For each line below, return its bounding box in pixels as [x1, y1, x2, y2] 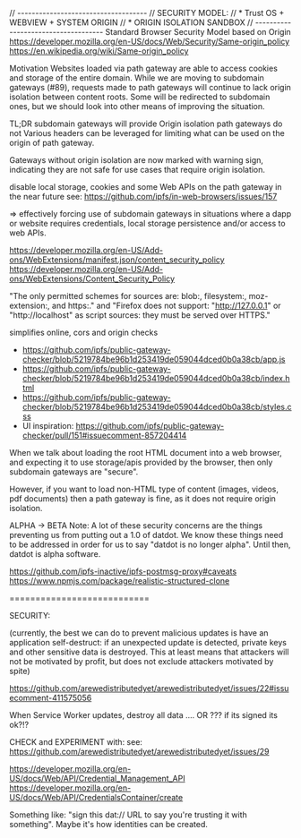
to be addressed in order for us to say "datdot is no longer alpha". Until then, [9, 539, 291, 550]
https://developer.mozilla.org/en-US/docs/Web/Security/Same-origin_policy [9, 36, 290, 47]
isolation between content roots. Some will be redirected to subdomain [9, 91, 271, 102]
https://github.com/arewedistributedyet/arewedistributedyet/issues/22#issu [9, 683, 289, 693]
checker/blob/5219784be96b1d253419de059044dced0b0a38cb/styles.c [21, 402, 293, 412]
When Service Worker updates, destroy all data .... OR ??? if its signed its [9, 710, 278, 720]
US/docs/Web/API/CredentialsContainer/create [9, 792, 184, 802]
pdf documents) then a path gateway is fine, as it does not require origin [9, 493, 276, 504]
